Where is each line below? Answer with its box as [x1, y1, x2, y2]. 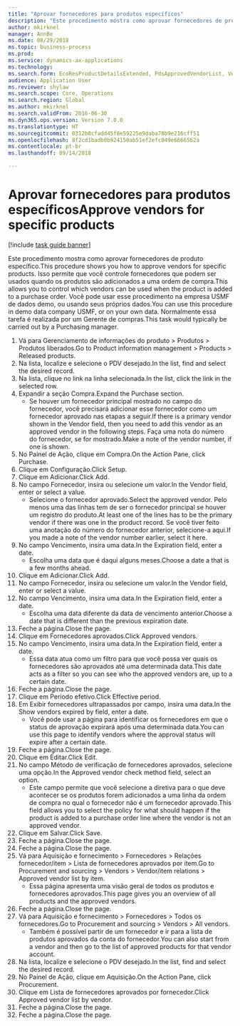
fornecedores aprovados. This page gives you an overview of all [28, 889, 216, 898]
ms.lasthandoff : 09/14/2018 [8, 150, 92, 157]
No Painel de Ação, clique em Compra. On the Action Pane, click [18, 450, 206, 458]
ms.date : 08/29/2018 [8, 37, 70, 44]
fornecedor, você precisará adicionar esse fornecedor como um [28, 404, 217, 413]
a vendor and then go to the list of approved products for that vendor [28, 942, 232, 950]
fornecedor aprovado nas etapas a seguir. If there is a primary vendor [28, 411, 232, 421]
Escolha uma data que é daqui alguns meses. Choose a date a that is [28, 555, 230, 564]
